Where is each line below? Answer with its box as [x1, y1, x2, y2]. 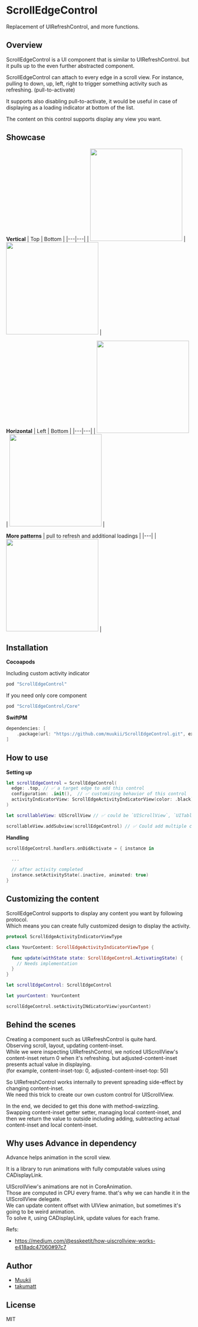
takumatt [14, 1283, 37, 1290]
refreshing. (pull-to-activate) [6, 86, 75, 93]
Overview [6, 40, 43, 50]
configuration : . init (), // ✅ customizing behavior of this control [11, 791, 187, 797]
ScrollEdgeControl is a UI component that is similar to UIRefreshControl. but [6, 56, 190, 63]
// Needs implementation [16, 961, 78, 967]
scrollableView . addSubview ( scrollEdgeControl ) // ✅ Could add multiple [6, 823, 187, 829]
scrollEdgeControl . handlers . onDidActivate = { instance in [6, 845, 154, 851]
